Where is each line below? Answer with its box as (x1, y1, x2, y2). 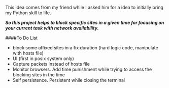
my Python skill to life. (5, 10, 52, 16)
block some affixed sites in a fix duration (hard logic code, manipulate (12, 45, 158, 50)
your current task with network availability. (5, 25, 99, 31)
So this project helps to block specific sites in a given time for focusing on (5, 20, 164, 25)
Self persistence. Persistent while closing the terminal (12, 77, 125, 83)
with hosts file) (12, 50, 44, 56)
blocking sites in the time (12, 72, 65, 78)
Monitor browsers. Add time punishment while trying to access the (12, 66, 152, 72)
